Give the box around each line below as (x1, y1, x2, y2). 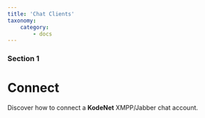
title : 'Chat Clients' (7, 10, 75, 18)
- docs (33, 30, 53, 38)
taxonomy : (7, 17, 37, 24)
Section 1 (7, 54, 40, 64)
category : (20, 23, 50, 31)
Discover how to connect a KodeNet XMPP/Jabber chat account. (7, 104, 199, 112)
